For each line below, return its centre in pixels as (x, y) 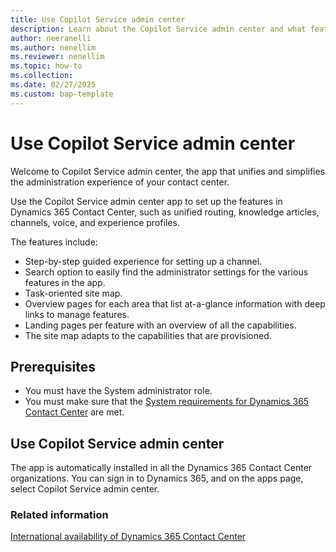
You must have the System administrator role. (118, 391)
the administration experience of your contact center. (120, 182)
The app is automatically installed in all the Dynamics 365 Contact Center (161, 468)
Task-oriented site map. (73, 293)
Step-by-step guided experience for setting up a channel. (143, 261)
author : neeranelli (51, 38)
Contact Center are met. (74, 412)
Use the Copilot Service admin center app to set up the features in (146, 201)
